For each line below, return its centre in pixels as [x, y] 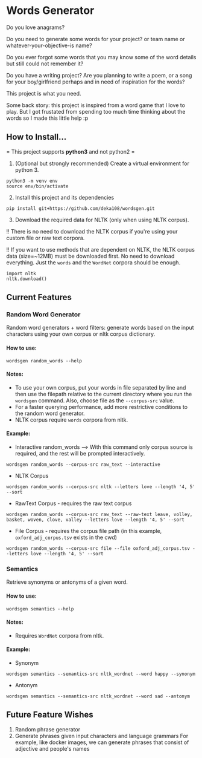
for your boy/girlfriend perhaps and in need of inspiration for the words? [96, 82]
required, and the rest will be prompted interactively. [80, 454]
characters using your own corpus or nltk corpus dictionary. [81, 334]
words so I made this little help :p [47, 118]
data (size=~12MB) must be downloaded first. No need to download [90, 256]
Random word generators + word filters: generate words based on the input [100, 328]
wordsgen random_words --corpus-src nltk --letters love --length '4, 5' [101, 487]
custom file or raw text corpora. [46, 238]
